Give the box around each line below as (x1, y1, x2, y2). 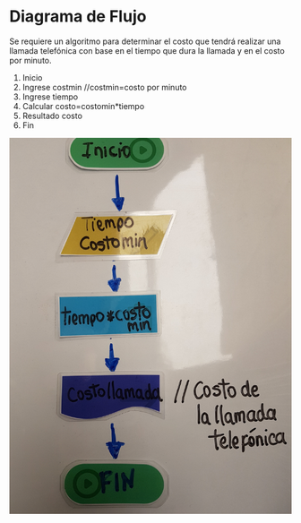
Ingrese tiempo (21, 91, 79, 102)
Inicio (21, 72, 43, 82)
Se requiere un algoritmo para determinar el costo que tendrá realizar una (9, 36, 281, 47)
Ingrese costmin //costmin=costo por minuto (21, 81, 187, 92)
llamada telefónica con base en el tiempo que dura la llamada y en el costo (9, 45, 285, 56)
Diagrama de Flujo (9, 6, 147, 27)
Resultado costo (21, 110, 83, 121)
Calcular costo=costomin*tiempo (21, 100, 145, 111)
